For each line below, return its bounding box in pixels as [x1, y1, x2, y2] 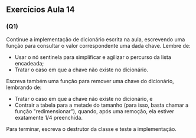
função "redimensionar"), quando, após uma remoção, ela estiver [14, 107, 174, 114]
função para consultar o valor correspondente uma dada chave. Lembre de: [6, 42, 191, 49]
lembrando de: [6, 84, 42, 91]
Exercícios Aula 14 [6, 5, 75, 15]
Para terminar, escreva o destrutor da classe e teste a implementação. [6, 125, 177, 132]
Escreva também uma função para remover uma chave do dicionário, [6, 77, 174, 84]
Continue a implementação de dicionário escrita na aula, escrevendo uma [6, 35, 185, 43]
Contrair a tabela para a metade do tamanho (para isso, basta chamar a [14, 101, 189, 109]
